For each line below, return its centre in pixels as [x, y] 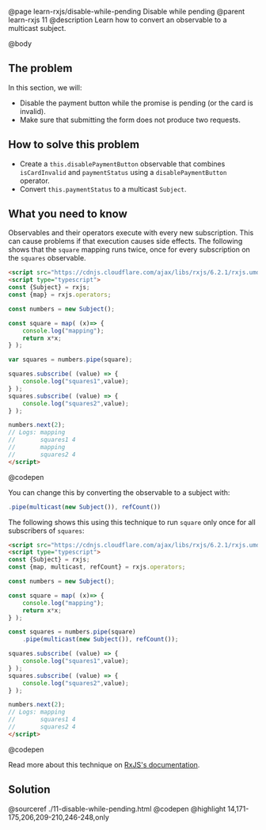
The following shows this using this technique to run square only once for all [132, 522]
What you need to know [68, 214]
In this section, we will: [45, 87]
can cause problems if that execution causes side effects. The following [125, 242]
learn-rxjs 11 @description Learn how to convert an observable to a [118, 20]
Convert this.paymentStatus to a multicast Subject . [103, 188]
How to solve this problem [74, 145]
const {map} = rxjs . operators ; [60, 295]
